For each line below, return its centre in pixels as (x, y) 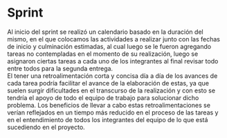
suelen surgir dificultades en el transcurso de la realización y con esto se (111, 90)
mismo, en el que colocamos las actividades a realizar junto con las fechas (113, 39)
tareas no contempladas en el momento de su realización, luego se (103, 54)
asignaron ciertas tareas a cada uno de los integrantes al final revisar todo (113, 61)
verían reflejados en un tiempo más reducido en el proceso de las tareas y (113, 112)
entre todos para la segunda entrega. (60, 68)
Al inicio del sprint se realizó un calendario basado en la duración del (105, 32)
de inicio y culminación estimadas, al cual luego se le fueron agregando (109, 46)
